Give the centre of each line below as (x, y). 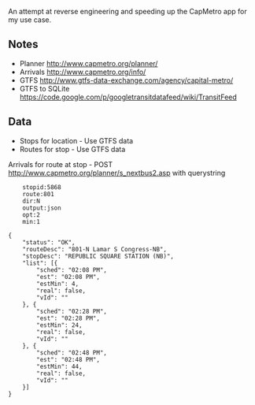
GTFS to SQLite (44, 88)
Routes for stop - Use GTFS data (72, 149)
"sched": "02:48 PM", (72, 353)
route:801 (39, 194)
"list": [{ (40, 263)
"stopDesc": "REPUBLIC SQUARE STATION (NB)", (98, 256)
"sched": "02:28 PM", (72, 311)
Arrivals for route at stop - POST (61, 164)
